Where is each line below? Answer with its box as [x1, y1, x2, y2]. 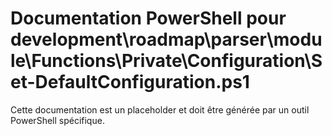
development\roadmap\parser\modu [10, 28, 323, 51]
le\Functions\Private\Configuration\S [10, 50, 323, 72]
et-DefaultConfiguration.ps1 [10, 71, 250, 94]
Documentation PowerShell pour [10, 7, 287, 30]
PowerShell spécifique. [10, 114, 105, 126]
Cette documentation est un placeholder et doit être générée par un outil [10, 103, 310, 116]
